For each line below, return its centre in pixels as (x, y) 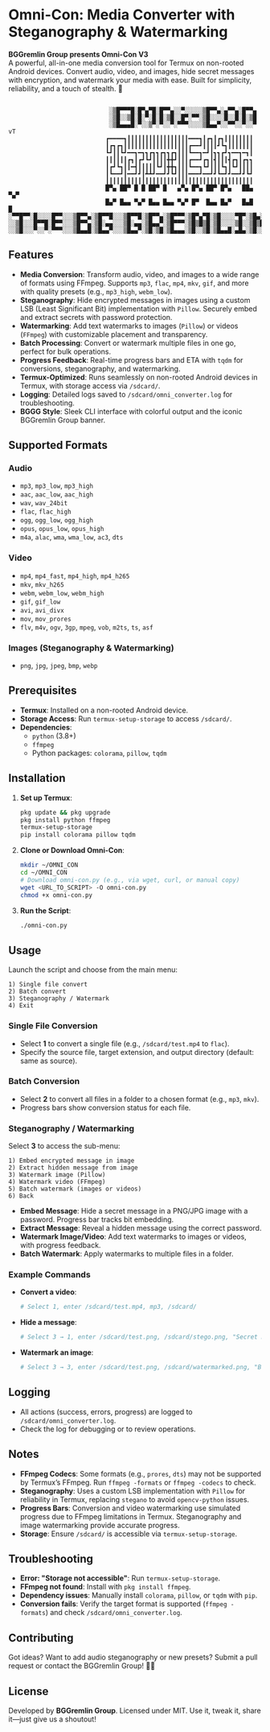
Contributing (41, 1638)
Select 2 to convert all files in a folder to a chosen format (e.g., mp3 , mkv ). (139, 1099)
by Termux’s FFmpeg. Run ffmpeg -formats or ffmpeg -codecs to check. (138, 1482)
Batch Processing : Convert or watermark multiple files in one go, (128, 343)
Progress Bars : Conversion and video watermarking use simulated (130, 1508)
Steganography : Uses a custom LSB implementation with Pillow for (133, 1491)
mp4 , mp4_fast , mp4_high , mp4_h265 (75, 575)
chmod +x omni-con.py (56, 895)
